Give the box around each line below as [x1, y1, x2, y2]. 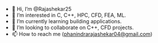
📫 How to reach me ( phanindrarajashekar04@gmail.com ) [11, 31, 153, 37]
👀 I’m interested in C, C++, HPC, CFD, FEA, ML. [11, 12, 127, 19]
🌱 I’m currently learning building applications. [11, 18, 122, 24]
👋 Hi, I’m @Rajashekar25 [11, 6, 72, 12]
